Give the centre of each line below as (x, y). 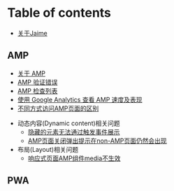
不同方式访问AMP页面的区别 (58, 108)
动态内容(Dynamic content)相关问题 (68, 123)
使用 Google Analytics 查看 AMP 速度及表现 (80, 99)
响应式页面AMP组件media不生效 (74, 158)
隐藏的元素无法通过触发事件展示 (74, 132)
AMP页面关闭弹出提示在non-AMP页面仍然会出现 (97, 141)
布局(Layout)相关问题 (48, 149)
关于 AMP (31, 73)
